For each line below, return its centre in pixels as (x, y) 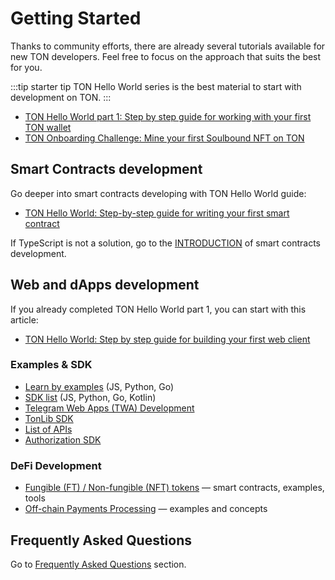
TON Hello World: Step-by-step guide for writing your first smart (157, 213)
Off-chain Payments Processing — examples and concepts (146, 509)
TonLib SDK (49, 418)
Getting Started (76, 18)
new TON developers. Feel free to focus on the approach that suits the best (166, 56)
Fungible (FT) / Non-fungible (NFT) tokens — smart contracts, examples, (174, 488)
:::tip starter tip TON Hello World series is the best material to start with (156, 86)
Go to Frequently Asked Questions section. (98, 564)
